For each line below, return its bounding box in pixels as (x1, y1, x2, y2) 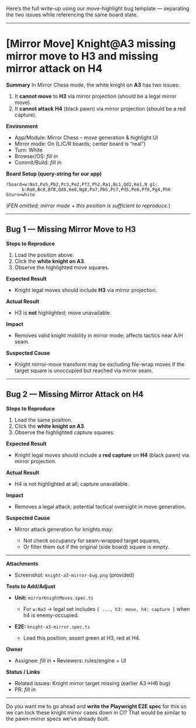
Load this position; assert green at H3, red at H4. (23, 634, 141, 641)
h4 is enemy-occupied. (23, 612, 79, 619)
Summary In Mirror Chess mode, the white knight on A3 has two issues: (6, 81, 180, 88)
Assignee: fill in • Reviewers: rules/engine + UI (14, 657, 127, 664)
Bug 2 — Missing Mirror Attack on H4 (6, 389, 144, 400)
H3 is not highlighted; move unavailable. (14, 309, 112, 316)
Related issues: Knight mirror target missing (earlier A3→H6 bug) (14, 679, 171, 686)
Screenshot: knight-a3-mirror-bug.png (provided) (14, 571, 135, 578)
